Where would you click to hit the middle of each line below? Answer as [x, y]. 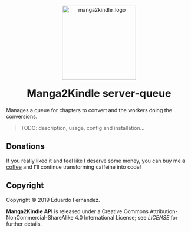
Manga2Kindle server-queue [99, 93]
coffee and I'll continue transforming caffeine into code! [74, 167]
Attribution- [164, 211]
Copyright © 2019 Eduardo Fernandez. [53, 200]
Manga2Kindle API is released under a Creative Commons [78, 211]
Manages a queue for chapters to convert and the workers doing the [89, 110]
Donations [26, 147]
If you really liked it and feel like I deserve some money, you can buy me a [96, 161]
